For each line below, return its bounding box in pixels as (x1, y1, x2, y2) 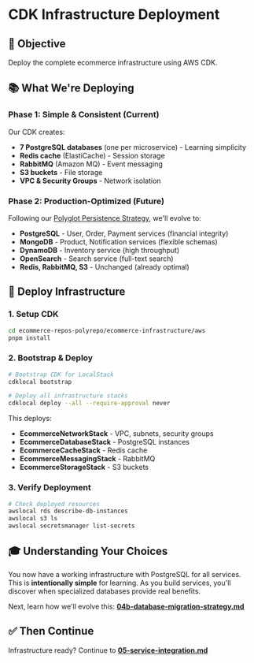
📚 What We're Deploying (8, 81, 135, 95)
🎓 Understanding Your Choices (8, 545, 168, 558)
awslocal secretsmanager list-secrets (8, 522, 135, 530)
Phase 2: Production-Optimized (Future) (8, 196, 165, 207)
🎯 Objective (8, 37, 66, 50)
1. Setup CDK (8, 309, 59, 320)
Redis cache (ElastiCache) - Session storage (19, 151, 165, 160)
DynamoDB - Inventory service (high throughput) (19, 245, 180, 255)
